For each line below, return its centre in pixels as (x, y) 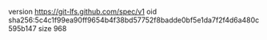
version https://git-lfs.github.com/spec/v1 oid (83, 12)
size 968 (52, 28)
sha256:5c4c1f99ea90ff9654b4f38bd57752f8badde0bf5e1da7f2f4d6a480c (134, 20)
